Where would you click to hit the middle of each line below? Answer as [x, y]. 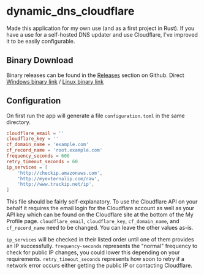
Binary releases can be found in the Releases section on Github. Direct [96, 75]
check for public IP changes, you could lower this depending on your [93, 252]
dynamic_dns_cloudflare [70, 11]
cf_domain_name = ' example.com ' [47, 145]
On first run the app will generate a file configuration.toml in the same [96, 116]
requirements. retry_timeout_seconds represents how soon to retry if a [96, 259]
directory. [18, 122]
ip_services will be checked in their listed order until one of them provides [100, 240]
